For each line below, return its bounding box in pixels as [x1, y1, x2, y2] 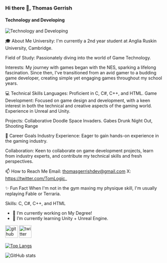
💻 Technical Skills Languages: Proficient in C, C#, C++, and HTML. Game [5, 90, 157, 96]
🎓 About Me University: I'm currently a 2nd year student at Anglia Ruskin [5, 38, 157, 44]
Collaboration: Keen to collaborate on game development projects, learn [5, 148, 153, 154]
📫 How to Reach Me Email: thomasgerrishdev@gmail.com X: [5, 168, 131, 174]
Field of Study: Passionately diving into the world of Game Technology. [5, 55, 151, 61]
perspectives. [5, 158, 33, 164]
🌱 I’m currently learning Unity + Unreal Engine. [12, 216, 108, 222]
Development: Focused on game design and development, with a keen [5, 97, 150, 104]
